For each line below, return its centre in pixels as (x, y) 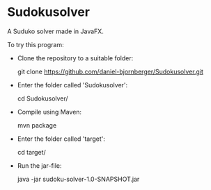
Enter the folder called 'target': (61, 139)
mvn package (37, 125)
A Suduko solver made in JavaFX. (56, 31)
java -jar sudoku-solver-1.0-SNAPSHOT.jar (78, 179)
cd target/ (32, 152)
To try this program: (36, 44)
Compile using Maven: (49, 112)
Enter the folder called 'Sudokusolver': (72, 85)
